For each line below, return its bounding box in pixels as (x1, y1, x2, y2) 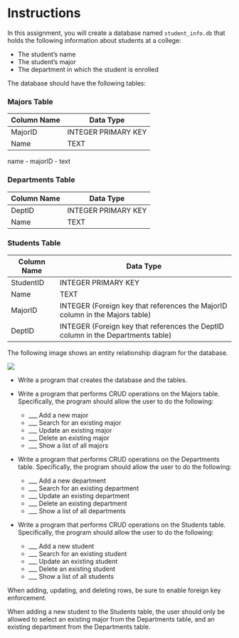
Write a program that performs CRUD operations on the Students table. (17, 520, 226, 529)
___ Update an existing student (28, 557, 118, 565)
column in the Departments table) (59, 330, 172, 340)
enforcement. (7, 593, 48, 602)
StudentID (11, 277, 45, 287)
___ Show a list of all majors (28, 441, 109, 450)
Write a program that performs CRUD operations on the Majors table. (17, 389, 220, 398)
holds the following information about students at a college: (7, 36, 181, 44)
